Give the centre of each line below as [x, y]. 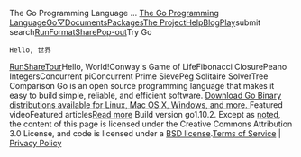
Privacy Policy [36, 143]
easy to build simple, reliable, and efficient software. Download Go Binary [146, 95]
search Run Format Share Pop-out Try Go [81, 32]
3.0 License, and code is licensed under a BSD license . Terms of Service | [145, 133]
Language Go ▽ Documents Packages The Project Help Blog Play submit [135, 22]
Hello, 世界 [30, 50]
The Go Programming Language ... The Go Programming [114, 13]
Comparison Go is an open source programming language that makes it [142, 86]
